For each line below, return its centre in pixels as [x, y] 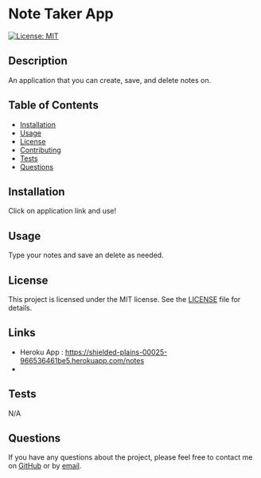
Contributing [40, 150]
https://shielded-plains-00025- [116, 352]
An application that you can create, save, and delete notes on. [110, 80]
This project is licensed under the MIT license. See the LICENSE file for [125, 299]
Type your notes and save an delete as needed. [86, 255]
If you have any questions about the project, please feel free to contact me [130, 457]
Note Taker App [61, 14]
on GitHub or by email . [45, 466]
